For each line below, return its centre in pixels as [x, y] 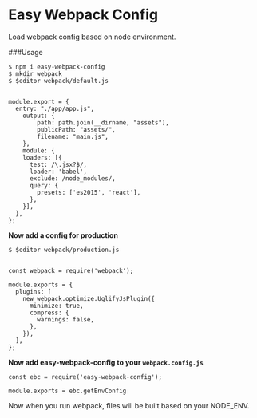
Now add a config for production [63, 235]
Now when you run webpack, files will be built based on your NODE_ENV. [129, 405]
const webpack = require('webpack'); [71, 270]
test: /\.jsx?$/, [58, 164]
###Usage [26, 52]
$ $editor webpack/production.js [64, 250]
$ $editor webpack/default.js [59, 81]
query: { [44, 185]
